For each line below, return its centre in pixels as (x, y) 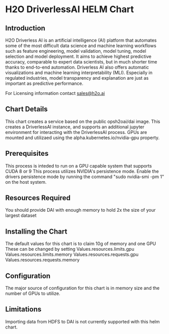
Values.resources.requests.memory (42, 260)
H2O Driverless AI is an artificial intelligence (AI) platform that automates (81, 40)
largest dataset (21, 215)
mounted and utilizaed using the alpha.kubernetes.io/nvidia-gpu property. (82, 138)
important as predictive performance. (44, 83)
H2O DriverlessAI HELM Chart (70, 9)
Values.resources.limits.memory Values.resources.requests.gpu (72, 254)
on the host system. (26, 182)
